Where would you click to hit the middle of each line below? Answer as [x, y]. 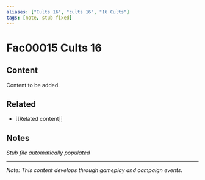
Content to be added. [33, 85]
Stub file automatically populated [48, 153]
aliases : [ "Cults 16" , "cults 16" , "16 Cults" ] [68, 12]
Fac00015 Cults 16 [54, 48]
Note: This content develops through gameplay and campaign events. [95, 170]
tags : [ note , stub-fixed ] [39, 18]
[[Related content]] [39, 119]
